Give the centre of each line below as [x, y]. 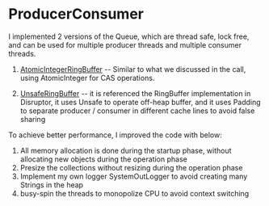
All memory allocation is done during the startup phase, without [126, 150]
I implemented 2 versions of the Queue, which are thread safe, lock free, [129, 36]
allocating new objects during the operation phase [103, 159]
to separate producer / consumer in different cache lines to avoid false [137, 111]
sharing [33, 119]
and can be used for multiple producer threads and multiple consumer [125, 44]
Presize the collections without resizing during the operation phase [131, 167]
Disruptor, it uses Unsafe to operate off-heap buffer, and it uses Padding [140, 102]
